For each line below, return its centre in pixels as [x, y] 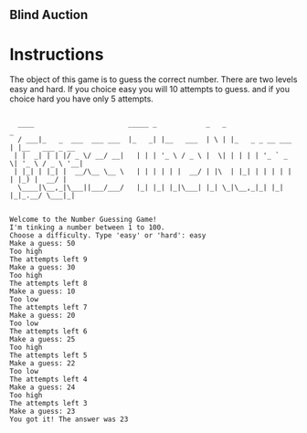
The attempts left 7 [49, 308]
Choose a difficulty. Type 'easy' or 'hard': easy [108, 236]
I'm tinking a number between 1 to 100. [88, 227]
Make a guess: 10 [42, 291]
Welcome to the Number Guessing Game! [83, 220]
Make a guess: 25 [42, 340]
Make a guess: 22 [42, 364]
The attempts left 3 [49, 404]
